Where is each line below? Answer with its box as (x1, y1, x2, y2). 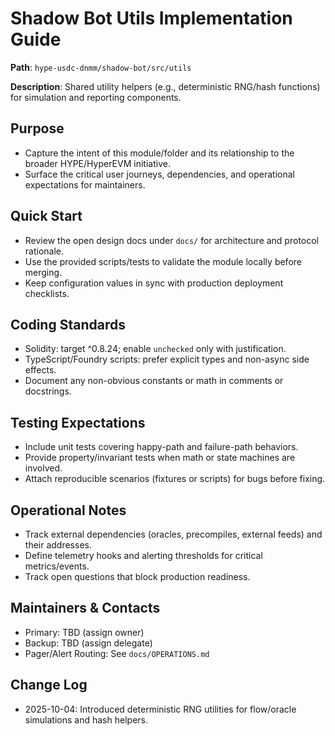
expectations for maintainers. (24, 178, 146, 191)
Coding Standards (10, 316, 126, 333)
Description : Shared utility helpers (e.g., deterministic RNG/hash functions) (10, 80, 321, 92)
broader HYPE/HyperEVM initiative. (24, 157, 171, 169)
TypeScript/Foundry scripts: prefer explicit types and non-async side (24, 353, 310, 366)
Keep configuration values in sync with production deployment (24, 277, 284, 289)
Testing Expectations (10, 414, 146, 431)
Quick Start (10, 208, 83, 225)
